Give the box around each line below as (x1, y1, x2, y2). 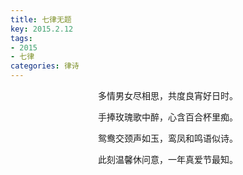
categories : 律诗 (10, 61, 80, 71)
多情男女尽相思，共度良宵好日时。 (98, 90, 238, 101)
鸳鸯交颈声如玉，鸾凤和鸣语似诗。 (98, 132, 238, 144)
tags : (10, 33, 33, 43)
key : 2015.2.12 (10, 24, 74, 34)
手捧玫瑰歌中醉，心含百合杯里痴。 (98, 111, 238, 123)
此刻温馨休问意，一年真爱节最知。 (98, 154, 238, 165)
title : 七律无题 (10, 14, 72, 25)
